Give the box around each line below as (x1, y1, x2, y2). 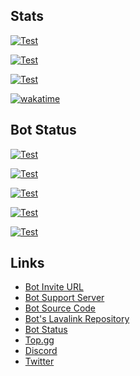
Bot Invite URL (24, 281, 84, 293)
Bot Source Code (24, 302, 97, 314)
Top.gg (24, 334, 55, 346)
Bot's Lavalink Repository (24, 313, 130, 325)
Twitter (24, 355, 55, 368)
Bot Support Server (24, 292, 105, 304)
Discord (24, 345, 58, 357)
